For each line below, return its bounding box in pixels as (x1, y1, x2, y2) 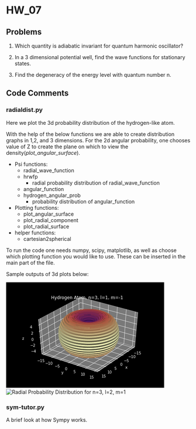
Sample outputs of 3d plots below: (6, 270, 89, 277)
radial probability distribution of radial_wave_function (32, 179, 160, 186)
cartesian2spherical (23, 235, 71, 242)
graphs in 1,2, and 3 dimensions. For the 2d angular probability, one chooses (6, 137, 191, 144)
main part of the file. (6, 259, 55, 266)
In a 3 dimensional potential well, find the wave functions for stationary (14, 54, 185, 60)
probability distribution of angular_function (32, 198, 135, 205)
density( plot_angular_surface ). (6, 149, 81, 156)
